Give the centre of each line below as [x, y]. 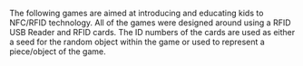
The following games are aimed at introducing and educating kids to [137, 13]
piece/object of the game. [58, 52]
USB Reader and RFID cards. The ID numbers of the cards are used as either [152, 32]
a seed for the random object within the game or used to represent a [137, 42]
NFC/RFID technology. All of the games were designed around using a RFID [151, 23]
